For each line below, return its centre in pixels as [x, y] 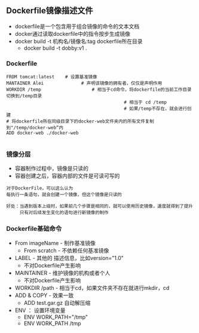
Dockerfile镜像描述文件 [50, 11]
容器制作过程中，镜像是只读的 [51, 169]
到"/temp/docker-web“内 [35, 128]
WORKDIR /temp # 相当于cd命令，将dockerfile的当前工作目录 [99, 90]
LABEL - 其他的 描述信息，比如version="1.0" [69, 258]
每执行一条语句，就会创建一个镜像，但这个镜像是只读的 [64, 195]
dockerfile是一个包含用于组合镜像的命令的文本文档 [77, 26]
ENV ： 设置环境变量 [40, 310]
